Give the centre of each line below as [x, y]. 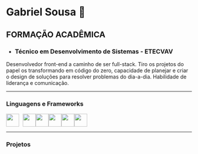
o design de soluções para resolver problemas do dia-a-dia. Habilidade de [96, 77]
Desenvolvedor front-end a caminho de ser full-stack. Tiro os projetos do [95, 64]
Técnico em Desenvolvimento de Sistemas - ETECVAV [94, 51]
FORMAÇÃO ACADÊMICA [56, 34]
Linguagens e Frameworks [45, 104]
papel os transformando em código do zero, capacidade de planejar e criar [97, 71]
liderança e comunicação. [37, 83]
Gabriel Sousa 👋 [46, 12]
